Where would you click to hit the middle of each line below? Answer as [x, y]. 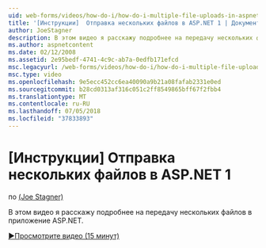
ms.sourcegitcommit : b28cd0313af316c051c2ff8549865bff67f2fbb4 [115, 89]
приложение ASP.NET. [46, 220]
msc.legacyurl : [33, 67]
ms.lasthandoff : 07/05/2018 [55, 112]
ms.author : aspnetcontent [51, 45]
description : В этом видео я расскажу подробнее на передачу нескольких [131, 38]
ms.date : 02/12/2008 [42, 52]
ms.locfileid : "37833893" [51, 119]
